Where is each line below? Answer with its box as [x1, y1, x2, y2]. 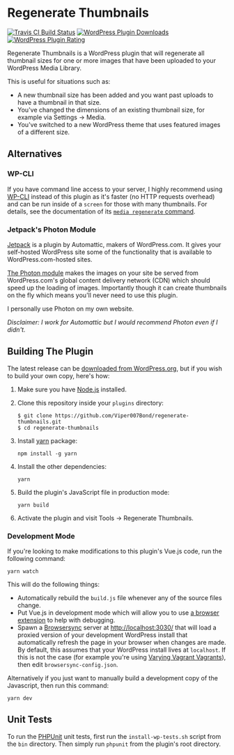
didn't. [7, 325, 26, 334]
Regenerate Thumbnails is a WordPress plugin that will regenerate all [7, 49, 205, 57]
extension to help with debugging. [17, 616, 116, 625]
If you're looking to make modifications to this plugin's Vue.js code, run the [7, 547, 223, 555]
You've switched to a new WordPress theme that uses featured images [17, 120, 221, 128]
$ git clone [17, 412, 52, 419]
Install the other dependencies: [17, 462, 107, 470]
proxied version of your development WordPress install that [17, 631, 188, 639]
